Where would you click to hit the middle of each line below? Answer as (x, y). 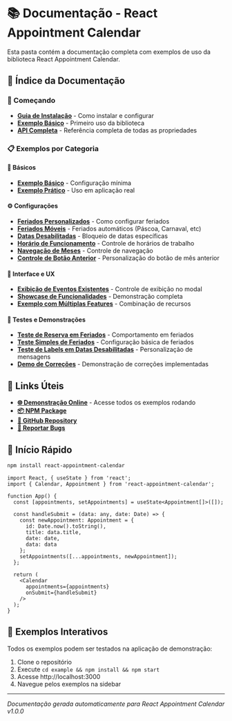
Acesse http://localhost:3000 (59, 676)
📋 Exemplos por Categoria (53, 148)
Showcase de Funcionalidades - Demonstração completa (100, 297)
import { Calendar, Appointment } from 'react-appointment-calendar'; (111, 484)
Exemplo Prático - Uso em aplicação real (76, 190)
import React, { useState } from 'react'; (69, 478)
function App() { (32, 496)
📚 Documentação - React (83, 13)
